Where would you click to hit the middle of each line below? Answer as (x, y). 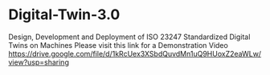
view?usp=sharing (39, 62)
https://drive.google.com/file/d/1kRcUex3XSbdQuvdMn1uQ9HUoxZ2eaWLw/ (135, 53)
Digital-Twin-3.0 (64, 15)
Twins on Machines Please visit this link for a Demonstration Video (119, 45)
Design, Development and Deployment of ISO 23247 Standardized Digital (129, 37)
